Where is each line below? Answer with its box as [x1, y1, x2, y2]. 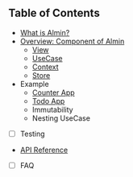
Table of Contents [8, 6, 101, 20]
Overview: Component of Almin [19, 36, 125, 46]
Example [19, 79, 50, 88]
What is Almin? [19, 27, 70, 37]
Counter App [31, 88, 75, 97]
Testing [19, 129, 46, 138]
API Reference [19, 145, 69, 154]
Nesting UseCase [31, 113, 91, 123]
